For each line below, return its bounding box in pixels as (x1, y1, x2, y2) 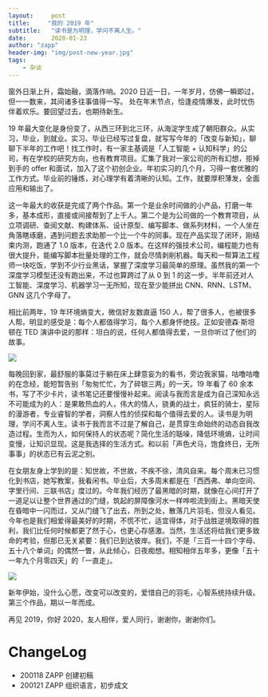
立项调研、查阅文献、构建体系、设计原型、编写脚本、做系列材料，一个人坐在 (8, 220, 260, 230)
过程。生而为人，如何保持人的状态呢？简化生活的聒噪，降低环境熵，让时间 (14, 429, 260, 438)
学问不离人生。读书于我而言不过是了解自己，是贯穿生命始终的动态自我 (22, 418, 253, 428)
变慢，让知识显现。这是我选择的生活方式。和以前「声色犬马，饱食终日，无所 (8, 438, 260, 448)
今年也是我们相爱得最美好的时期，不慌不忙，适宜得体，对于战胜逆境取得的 (8, 516, 253, 525)
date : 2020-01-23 (8, 34, 88, 42)
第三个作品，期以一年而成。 (8, 597, 100, 607)
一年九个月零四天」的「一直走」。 (8, 556, 117, 565)
